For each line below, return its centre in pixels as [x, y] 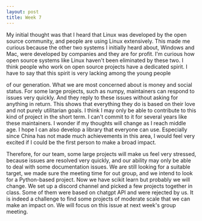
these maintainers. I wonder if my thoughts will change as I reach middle [96, 123]
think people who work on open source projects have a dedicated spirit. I [97, 66]
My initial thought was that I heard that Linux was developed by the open [96, 34]
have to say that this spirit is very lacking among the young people [89, 73]
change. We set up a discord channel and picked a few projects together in [99, 186]
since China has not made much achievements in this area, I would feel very [101, 135]
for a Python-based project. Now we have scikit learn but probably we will [98, 179]
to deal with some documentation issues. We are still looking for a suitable [98, 167]
